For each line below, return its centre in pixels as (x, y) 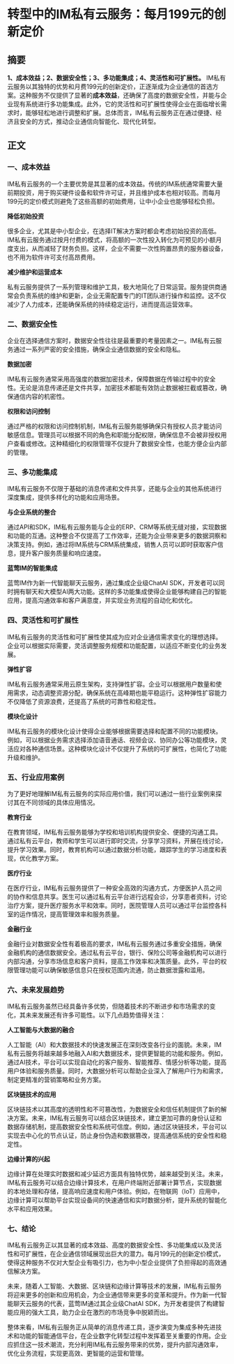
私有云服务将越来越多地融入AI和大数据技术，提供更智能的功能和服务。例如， (117, 1054)
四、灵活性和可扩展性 (43, 620)
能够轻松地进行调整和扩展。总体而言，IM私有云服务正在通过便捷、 (120, 113)
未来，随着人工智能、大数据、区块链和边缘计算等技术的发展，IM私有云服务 (115, 1286)
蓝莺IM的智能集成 (32, 568)
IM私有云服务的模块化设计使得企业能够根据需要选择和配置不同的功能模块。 (115, 731)
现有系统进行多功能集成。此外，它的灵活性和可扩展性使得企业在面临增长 (117, 104)
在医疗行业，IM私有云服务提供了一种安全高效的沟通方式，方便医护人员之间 (115, 888)
